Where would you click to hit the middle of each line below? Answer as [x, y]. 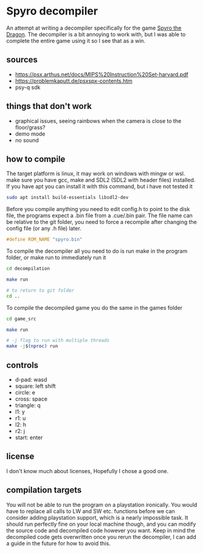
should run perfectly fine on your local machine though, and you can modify [101, 524]
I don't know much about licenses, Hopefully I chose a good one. [87, 471]
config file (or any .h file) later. [44, 229]
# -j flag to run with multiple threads [58, 341]
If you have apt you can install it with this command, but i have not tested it [99, 186]
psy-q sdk [28, 87]
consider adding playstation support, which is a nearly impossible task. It [97, 517]
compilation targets [44, 490]
